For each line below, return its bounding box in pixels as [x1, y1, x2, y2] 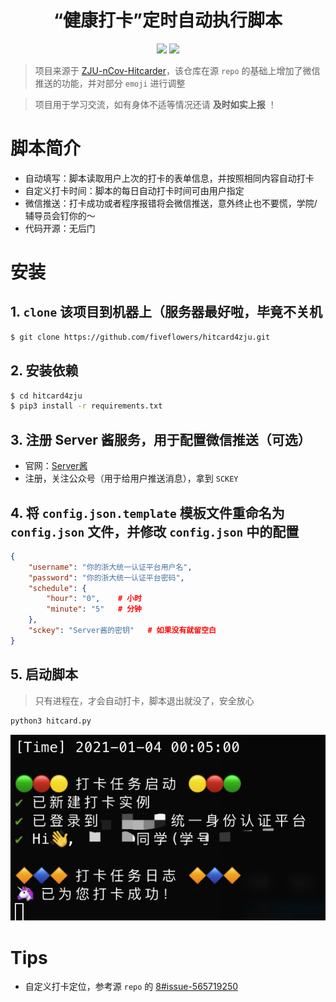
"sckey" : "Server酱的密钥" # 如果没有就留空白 [28, 626, 217, 636]
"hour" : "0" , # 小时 [46, 594, 143, 604]
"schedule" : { [28, 583, 87, 593]
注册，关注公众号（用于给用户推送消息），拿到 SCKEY [24, 472, 239, 485]
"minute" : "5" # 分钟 [46, 604, 143, 615]
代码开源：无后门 [24, 222, 96, 234]
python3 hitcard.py [10, 716, 92, 726]
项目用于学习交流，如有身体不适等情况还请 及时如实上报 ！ [34, 98, 277, 110]
